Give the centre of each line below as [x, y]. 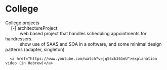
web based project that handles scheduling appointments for [83, 33]
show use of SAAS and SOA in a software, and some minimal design [91, 44]
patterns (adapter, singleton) [35, 49]
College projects [22, 23]
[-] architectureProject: [35, 28]
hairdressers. [19, 39]
